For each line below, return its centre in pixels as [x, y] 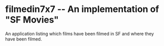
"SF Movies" [32, 20]
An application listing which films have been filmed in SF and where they [80, 33]
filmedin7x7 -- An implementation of [82, 9]
